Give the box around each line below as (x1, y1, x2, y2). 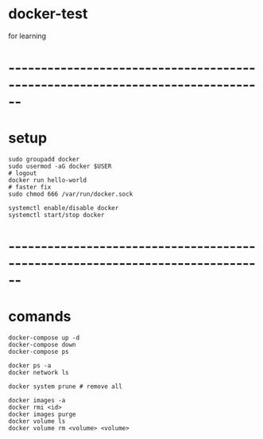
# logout (8, 169, 37, 177)
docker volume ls (8, 418, 66, 425)
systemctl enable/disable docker (8, 204, 119, 212)
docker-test (8, 5, 88, 23)
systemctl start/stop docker (8, 212, 105, 219)
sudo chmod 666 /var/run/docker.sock (8, 190, 133, 199)
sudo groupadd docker (8, 156, 80, 164)
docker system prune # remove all (8, 383, 123, 390)
